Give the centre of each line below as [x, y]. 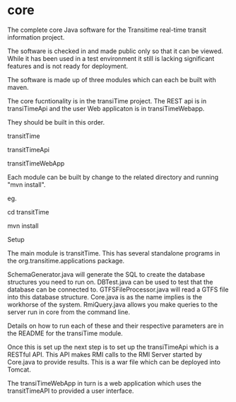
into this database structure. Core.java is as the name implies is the [105, 297]
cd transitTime [28, 212]
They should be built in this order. [56, 122]
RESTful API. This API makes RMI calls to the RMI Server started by [105, 354]
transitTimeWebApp [36, 163]
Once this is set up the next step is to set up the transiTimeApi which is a [113, 347]
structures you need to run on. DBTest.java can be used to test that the [110, 282]
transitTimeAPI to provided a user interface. [71, 391]
